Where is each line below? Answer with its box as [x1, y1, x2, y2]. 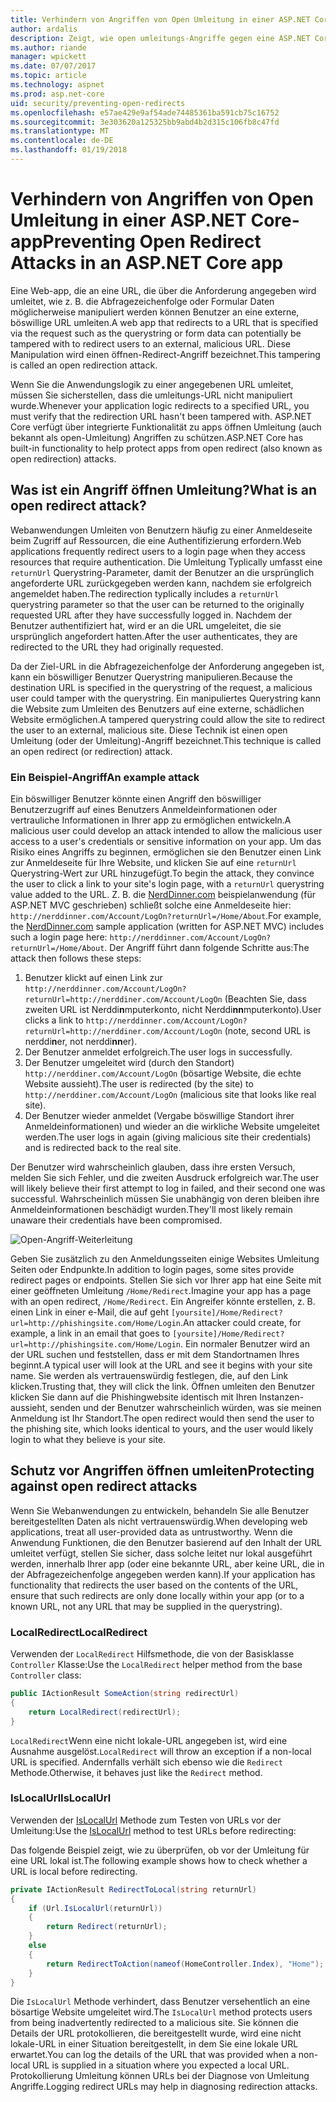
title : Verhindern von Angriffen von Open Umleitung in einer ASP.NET [10, 14, 311, 25]
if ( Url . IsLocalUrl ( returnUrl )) [28, 1903, 163, 1913]
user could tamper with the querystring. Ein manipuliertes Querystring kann [10, 692, 322, 704]
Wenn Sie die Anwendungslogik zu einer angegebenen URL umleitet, [10, 378, 294, 390]
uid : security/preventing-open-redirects [10, 98, 186, 108]
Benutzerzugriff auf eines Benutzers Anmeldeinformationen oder [10, 803, 278, 815]
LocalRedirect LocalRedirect [10, 1625, 148, 1639]
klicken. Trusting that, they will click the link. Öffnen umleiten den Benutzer [10, 1380, 316, 1392]
